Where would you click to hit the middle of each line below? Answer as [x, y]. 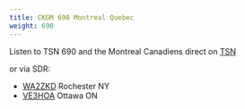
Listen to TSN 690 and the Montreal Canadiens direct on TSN [122, 51]
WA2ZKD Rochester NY [66, 86]
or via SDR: [30, 69]
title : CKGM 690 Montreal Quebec [72, 17]
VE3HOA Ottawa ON [60, 96]
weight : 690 [31, 26]
